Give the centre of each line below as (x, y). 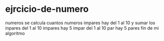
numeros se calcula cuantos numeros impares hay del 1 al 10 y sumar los (80, 23)
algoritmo (15, 33)
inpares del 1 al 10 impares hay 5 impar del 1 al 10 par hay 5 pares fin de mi (82, 28)
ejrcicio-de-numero (47, 9)
